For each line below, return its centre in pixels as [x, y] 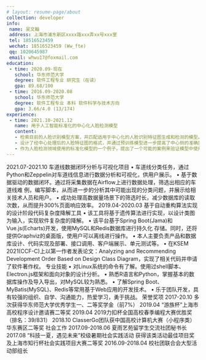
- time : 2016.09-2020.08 [40, 92]
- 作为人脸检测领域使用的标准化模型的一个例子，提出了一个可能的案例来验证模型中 [104, 148]
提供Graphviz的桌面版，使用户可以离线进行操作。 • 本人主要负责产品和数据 [101, 236]
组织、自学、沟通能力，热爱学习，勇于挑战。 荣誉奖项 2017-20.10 [110, 297]
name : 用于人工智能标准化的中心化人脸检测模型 [66, 126]
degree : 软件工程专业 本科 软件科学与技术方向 [67, 103]
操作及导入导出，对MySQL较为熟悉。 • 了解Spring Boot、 [90, 282]
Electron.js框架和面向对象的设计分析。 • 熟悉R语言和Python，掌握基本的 [98, 274]
